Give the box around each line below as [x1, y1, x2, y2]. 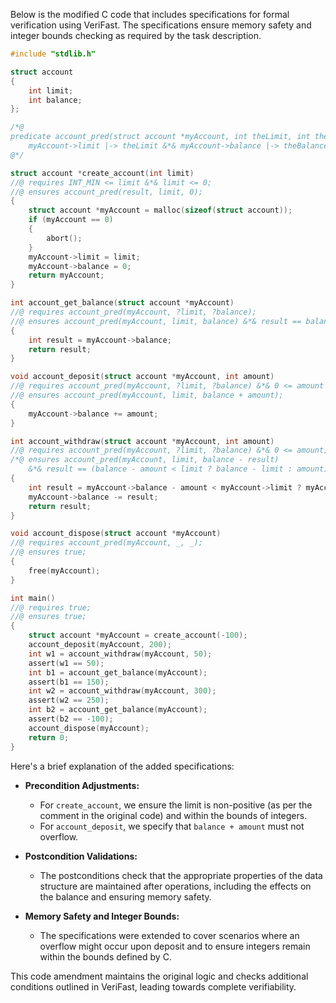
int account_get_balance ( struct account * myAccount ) [10, 298, 235, 308]
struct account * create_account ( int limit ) [10, 168, 195, 178]
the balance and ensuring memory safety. [39, 890, 212, 903]
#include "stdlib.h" [10, 49, 97, 59]
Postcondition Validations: [24, 850, 138, 862]
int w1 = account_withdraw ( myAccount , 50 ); [28, 649, 213, 659]
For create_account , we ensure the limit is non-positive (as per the [39, 799, 313, 811]
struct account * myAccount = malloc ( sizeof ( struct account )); [28, 205, 293, 216]
